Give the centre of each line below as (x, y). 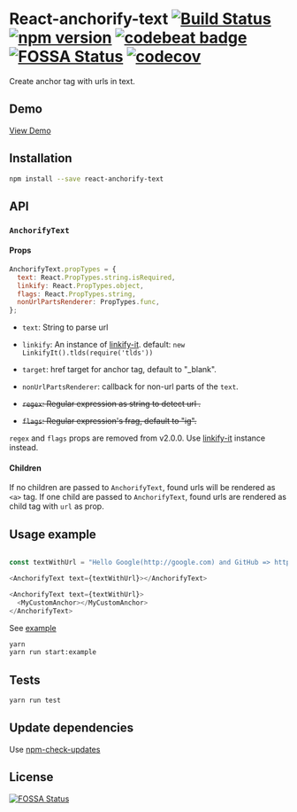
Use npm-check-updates (55, 749)
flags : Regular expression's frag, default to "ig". (109, 421)
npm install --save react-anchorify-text (87, 179)
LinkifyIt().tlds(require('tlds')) (88, 353)
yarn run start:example (53, 652)
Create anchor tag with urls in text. (72, 81)
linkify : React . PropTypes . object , (80, 285)
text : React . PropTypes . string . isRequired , (96, 277)
